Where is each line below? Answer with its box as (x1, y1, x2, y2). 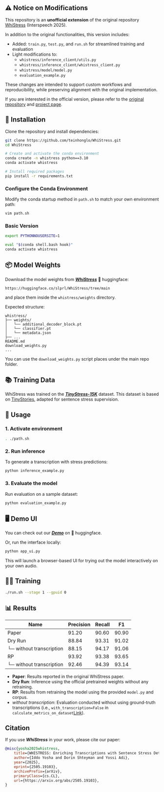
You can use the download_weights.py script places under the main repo (5, 356, 149, 362)
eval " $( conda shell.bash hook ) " (5, 243, 73, 247)
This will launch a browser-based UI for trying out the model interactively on (5, 558, 158, 564)
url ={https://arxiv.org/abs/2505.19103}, (14, 778, 99, 783)
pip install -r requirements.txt (5, 173, 73, 179)
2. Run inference (5, 447, 45, 454)
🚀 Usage (5, 410, 31, 419)
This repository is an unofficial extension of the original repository (5, 17, 140, 22)
